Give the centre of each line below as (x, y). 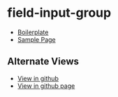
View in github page (46, 86)
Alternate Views (43, 62)
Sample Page (36, 39)
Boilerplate (33, 32)
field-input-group (59, 13)
